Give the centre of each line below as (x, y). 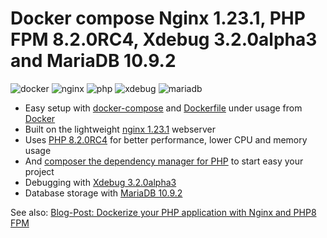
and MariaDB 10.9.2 (93, 61)
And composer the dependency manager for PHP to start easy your (164, 161)
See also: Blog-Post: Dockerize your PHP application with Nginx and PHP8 (163, 212)
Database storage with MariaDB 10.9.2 (103, 193)
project (39, 171)
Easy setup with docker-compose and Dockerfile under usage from (163, 108)
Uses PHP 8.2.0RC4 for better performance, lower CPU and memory (166, 139)
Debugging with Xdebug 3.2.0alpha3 (100, 182)
